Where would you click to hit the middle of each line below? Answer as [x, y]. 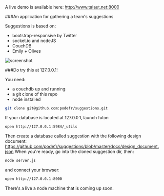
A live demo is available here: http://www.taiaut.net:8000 [62, 7]
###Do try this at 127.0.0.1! [31, 70]
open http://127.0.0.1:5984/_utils [41, 127]
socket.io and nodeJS [34, 41]
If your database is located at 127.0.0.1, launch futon [57, 117]
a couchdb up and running [39, 89]
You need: [15, 79]
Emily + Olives [26, 51]
